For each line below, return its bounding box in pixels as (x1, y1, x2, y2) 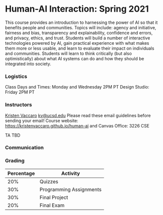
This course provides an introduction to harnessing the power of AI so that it (5, 19, 158, 25)
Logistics (5, 73, 28, 80)
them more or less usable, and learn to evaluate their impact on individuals (5, 45, 155, 51)
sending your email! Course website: (5, 118, 79, 124)
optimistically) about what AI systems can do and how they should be (5, 55, 145, 61)
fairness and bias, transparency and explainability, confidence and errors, (5, 30, 153, 36)
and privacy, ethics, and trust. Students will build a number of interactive (5, 35, 150, 41)
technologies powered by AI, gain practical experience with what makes (5, 40, 149, 46)
